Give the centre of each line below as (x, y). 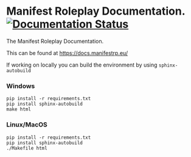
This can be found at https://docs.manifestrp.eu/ (67, 53)
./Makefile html (27, 148)
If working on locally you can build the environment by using (82, 65)
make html (19, 109)
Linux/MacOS (27, 125)
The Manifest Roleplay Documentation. (55, 41)
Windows (21, 86)
